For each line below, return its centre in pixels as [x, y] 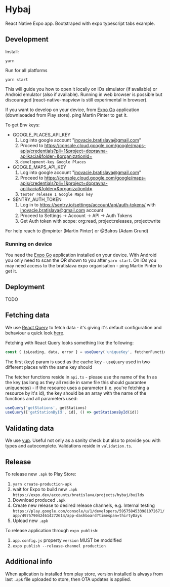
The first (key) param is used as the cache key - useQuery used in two [78, 362]
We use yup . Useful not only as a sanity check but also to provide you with [83, 440]
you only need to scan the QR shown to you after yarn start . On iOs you [81, 260]
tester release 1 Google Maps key [56, 194]
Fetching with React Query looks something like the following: [70, 342]
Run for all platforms [26, 70]
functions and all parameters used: [41, 398]
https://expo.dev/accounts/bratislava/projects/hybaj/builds [78, 495]
